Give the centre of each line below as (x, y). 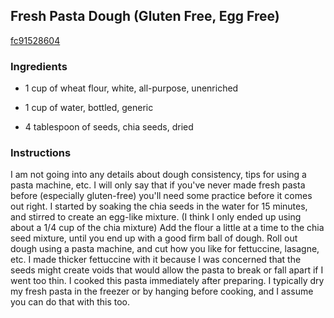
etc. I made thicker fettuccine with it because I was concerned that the (156, 260)
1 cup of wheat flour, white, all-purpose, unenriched (131, 88)
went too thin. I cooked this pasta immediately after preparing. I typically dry (167, 281)
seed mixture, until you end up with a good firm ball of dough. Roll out (154, 238)
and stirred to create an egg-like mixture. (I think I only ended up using (156, 217)
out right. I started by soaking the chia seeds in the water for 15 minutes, (159, 206)
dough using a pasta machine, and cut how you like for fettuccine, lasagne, (165, 249)
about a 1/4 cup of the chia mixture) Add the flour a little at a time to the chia (167, 228)
